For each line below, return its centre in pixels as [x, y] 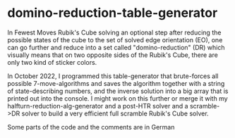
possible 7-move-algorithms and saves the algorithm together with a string [116, 83]
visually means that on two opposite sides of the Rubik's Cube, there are [113, 55]
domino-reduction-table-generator [113, 13]
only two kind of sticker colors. [52, 62]
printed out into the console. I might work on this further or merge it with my [117, 98]
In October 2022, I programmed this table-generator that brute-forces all [113, 76]
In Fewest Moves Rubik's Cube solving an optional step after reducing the [114, 32]
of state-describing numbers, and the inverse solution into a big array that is [118, 91]
